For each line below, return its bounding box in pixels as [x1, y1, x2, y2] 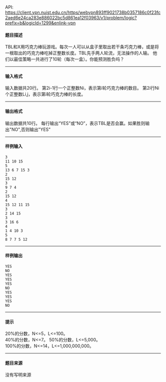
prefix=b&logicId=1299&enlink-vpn [5, 20, 76, 26]
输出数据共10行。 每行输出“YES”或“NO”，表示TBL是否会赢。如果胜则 [5, 120, 146, 126]
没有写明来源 [5, 372, 31, 378]
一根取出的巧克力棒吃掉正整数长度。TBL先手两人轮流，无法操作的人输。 [5, 50, 152, 56]
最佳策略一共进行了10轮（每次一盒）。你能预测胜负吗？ [13, 56, 124, 62]
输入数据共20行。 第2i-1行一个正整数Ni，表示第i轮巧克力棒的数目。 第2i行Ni [5, 85, 160, 91]
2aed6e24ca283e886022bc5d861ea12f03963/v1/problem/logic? [5, 15, 137, 20]
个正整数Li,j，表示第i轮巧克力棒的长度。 [5, 91, 86, 97]
